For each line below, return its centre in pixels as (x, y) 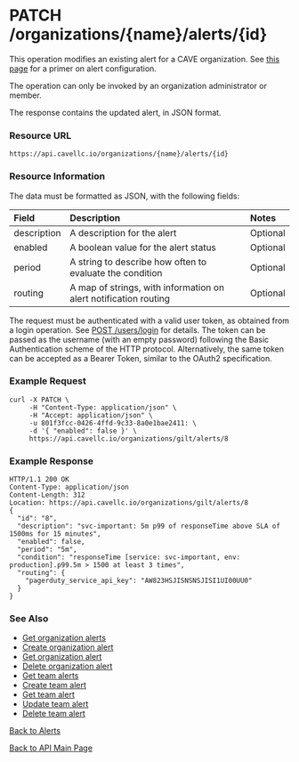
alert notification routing (120, 298)
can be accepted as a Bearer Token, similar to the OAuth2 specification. (141, 358)
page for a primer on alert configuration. (83, 69)
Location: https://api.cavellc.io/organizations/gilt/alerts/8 (129, 503)
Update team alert (55, 704)
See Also (29, 619)
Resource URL (40, 135)
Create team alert (54, 685)
